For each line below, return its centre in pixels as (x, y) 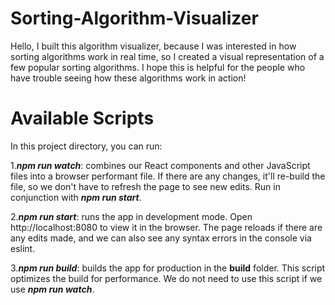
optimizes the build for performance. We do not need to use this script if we (166, 278)
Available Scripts (82, 118)
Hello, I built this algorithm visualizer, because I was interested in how (153, 46)
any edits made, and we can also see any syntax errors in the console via (161, 238)
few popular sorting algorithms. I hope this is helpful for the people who (158, 67)
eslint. (23, 248)
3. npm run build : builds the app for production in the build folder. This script (168, 268)
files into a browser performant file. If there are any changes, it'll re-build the (168, 176)
